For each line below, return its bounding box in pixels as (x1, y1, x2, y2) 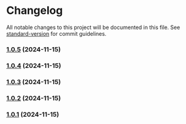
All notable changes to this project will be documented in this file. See (6, 24, 181, 31)
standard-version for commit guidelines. (6, 30, 107, 37)
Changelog (6, 4, 63, 18)
